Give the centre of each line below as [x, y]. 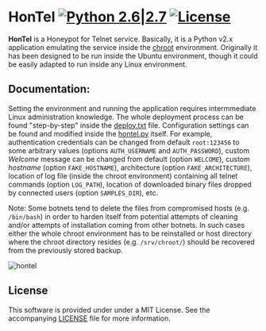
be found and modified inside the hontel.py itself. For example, [110, 133]
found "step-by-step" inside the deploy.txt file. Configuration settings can [129, 125]
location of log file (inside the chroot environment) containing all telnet [123, 175]
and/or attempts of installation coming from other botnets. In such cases [127, 225]
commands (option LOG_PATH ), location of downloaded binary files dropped [130, 184]
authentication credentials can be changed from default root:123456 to [124, 142]
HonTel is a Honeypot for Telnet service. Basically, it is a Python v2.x [121, 39]
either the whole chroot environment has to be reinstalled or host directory [130, 233]
